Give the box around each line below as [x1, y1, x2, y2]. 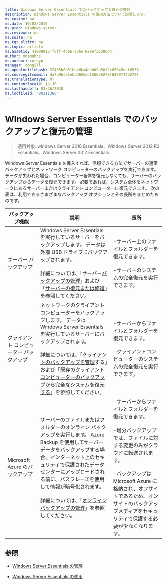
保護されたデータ [64, 461, 105, 468]
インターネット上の [50, 454, 95, 461]
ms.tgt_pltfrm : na [5, 40, 43, 45]
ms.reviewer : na [5, 30, 39, 35]
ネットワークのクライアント [40, 302, 105, 309]
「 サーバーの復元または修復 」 [40, 285, 108, 292]
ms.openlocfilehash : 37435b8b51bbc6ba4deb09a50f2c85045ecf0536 [5, 68, 139, 73]
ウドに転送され [113, 449, 148, 456]
